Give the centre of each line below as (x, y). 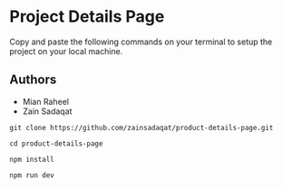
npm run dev (32, 175)
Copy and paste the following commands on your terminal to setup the (141, 42)
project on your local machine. (66, 51)
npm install (32, 159)
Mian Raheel (46, 101)
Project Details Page (87, 17)
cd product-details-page (56, 143)
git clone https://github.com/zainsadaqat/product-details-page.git (141, 128)
